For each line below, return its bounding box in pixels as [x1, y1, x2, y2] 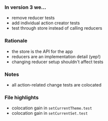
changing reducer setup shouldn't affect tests [11, 59, 104, 65]
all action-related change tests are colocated [11, 82, 102, 87]
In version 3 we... [4, 4, 47, 11]
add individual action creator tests [11, 20, 80, 26]
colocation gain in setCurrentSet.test [11, 110, 88, 116]
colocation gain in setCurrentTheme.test [11, 105, 92, 111]
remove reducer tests [11, 15, 55, 21]
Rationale [4, 37, 28, 44]
